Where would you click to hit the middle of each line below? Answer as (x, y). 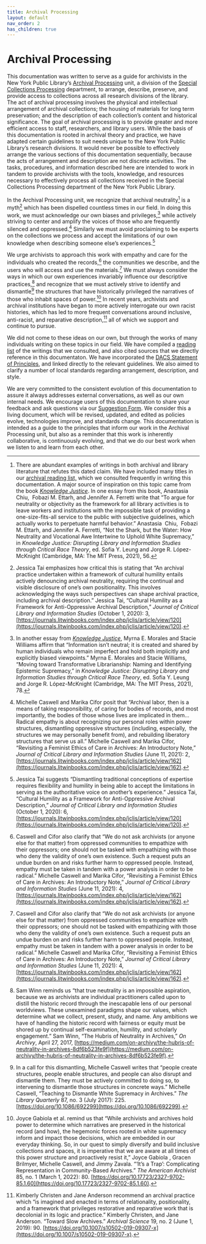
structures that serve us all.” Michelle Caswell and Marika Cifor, (95, 741)
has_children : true (32, 29)
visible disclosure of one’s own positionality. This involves (88, 587)
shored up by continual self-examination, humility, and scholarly (96, 1030)
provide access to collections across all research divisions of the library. (98, 96)
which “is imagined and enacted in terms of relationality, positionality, (103, 1202)
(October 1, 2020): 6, (42, 812)
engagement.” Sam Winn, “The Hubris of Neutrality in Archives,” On (101, 1036)
